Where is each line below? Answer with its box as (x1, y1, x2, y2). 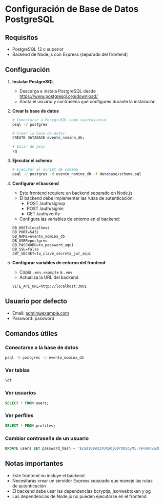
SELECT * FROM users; (5, 400, 49, 406)
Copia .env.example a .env (19, 269, 73, 275)
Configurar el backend (12, 180, 59, 186)
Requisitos (5, 33, 38, 42)
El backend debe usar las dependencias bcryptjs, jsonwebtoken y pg (12, 488, 151, 494)
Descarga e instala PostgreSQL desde (19, 88, 96, 94)
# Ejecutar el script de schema (12, 167, 78, 172)
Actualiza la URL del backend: (19, 274, 80, 280)
